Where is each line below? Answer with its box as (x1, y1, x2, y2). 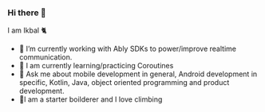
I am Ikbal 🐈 (7, 25, 47, 35)
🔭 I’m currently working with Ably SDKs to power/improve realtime (18, 44, 237, 54)
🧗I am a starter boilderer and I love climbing (18, 95, 163, 104)
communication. (18, 52, 73, 62)
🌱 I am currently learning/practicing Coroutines (18, 61, 174, 71)
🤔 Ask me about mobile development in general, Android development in (18, 69, 258, 79)
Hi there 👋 (7, 7, 47, 18)
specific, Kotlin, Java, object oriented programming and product (18, 78, 230, 87)
